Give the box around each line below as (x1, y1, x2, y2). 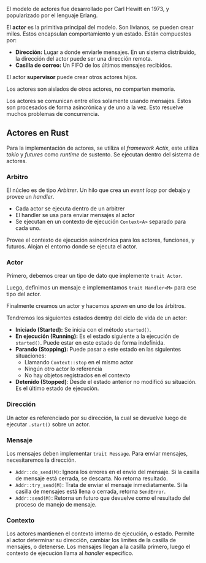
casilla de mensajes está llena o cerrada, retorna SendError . (15, 488, 166, 495)
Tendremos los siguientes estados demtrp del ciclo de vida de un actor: (6, 314, 188, 321)
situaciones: (15, 352, 46, 359)
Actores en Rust (6, 128, 69, 139)
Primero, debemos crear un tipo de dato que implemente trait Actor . (6, 272, 183, 280)
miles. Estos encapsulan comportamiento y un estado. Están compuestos (6, 30, 192, 37)
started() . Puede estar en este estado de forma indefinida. (15, 339, 166, 347)
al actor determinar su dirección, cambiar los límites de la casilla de (6, 537, 177, 544)
